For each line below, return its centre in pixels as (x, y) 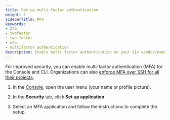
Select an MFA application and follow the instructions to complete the (85, 106)
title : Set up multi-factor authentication (52, 10)
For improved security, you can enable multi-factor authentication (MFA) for (84, 67)
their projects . (20, 77)
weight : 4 (16, 15)
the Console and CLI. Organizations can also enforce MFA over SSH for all (82, 72)
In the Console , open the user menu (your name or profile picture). (82, 87)
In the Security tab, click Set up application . (59, 97)
